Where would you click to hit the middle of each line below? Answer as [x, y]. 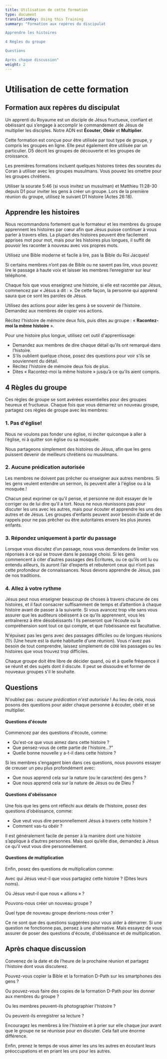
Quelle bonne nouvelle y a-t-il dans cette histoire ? [64, 753]
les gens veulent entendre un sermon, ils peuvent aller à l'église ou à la [78, 483]
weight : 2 [15, 64]
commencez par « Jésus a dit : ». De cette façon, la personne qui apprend [82, 290]
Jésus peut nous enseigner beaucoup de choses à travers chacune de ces [82, 599]
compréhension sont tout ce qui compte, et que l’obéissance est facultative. [83, 626]
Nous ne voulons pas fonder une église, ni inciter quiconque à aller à [76, 434]
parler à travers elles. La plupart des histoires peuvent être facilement [77, 235]
